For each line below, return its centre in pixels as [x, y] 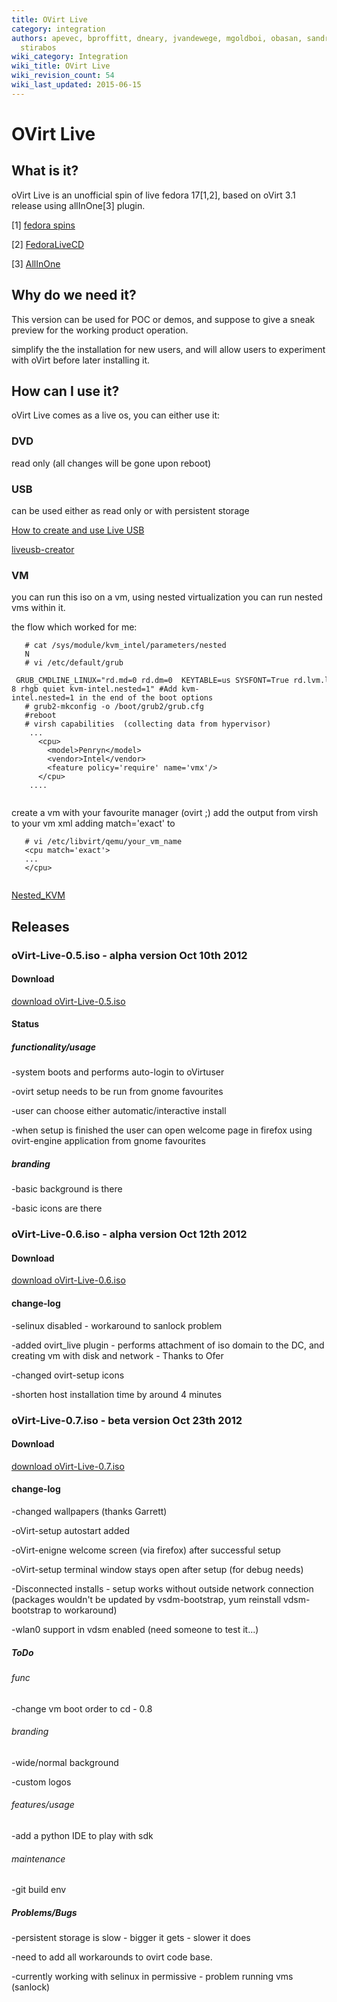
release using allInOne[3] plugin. [78, 205]
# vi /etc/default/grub [74, 663]
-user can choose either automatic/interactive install [119, 1111]
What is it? [45, 171]
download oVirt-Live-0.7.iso [68, 1466]
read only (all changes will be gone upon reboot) [111, 463]
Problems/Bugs [44, 1912]
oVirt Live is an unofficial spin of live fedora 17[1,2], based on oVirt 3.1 [153, 195]
